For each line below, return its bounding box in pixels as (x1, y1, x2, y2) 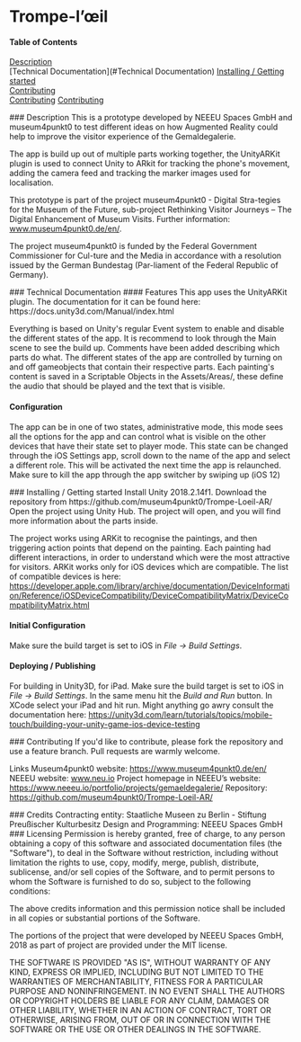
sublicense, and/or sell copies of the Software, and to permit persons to (9, 867, 276, 877)
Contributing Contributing (9, 94, 104, 105)
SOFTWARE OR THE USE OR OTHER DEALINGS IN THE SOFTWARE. (9, 1024, 261, 1035)
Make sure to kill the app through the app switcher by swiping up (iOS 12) (9, 469, 281, 480)
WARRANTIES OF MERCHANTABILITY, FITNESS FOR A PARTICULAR (9, 976, 263, 986)
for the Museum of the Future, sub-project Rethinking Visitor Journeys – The (9, 204, 292, 215)
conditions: (9, 886, 51, 896)
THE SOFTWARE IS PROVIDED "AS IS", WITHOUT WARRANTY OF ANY (9, 957, 271, 967)
